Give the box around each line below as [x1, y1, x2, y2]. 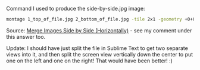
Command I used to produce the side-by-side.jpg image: [6, 5, 145, 12]
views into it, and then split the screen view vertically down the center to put [6, 51, 193, 58]
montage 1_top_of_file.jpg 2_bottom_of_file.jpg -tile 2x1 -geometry [6, 16, 183, 22]
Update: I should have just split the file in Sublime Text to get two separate [6, 44, 189, 52]
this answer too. [6, 33, 46, 40]
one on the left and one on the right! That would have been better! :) [6, 57, 173, 64]
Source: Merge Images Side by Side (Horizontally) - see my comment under [6, 26, 192, 34]
